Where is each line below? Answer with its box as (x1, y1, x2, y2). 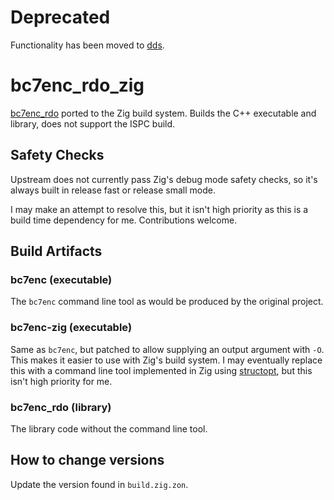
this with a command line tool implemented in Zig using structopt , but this (10, 364, 313, 376)
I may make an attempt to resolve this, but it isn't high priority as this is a (10, 203, 309, 215)
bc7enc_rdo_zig (10, 74, 145, 97)
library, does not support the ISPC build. (10, 117, 176, 130)
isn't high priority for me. (10, 375, 113, 387)
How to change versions (10, 452, 165, 469)
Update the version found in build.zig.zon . (10, 478, 189, 490)
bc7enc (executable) (10, 273, 113, 286)
